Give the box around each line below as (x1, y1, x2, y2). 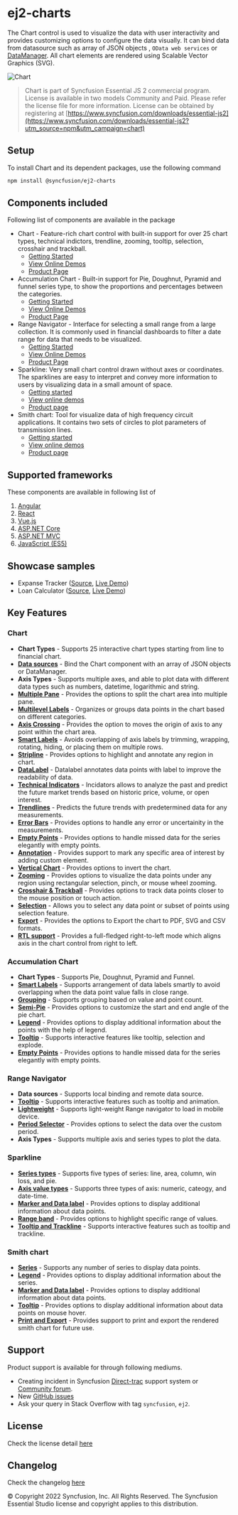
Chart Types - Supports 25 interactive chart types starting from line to (17, 645, 225, 653)
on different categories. (17, 712, 87, 721)
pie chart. (17, 1010, 46, 1019)
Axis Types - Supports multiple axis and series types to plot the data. (17, 1135, 222, 1143)
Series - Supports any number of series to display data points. (17, 1263, 201, 1271)
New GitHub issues (17, 1391, 75, 1401)
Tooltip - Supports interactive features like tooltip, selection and (17, 1033, 205, 1042)
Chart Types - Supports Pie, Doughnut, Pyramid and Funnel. (17, 973, 195, 981)
